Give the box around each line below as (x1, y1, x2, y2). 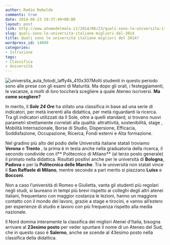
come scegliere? (5, 94, 41, 100)
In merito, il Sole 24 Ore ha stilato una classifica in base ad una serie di (5, 104, 153, 110)
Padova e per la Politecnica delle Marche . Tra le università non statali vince (5, 162, 163, 168)
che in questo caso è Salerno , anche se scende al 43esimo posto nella (5, 229, 153, 235)
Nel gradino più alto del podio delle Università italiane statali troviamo (5, 140, 150, 146)
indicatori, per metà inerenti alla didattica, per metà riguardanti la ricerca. (5, 109, 157, 115)
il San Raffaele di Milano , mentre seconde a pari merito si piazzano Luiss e (5, 167, 162, 173)
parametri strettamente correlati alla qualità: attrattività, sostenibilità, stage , (5, 120, 163, 126)
